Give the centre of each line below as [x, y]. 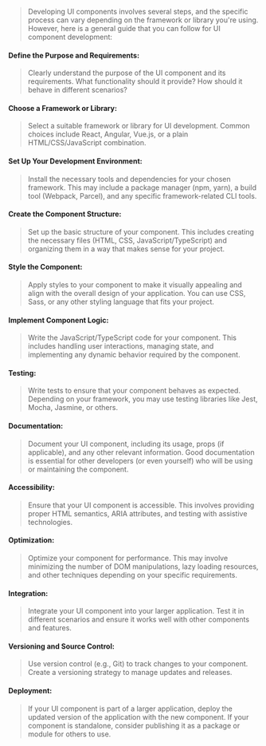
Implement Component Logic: [59, 320]
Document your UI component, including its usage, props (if [126, 444]
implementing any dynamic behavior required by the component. [134, 355]
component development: [70, 37]
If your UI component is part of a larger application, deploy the [130, 709]
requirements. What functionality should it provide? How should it [135, 81]
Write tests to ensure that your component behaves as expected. [134, 391]
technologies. [50, 522]
